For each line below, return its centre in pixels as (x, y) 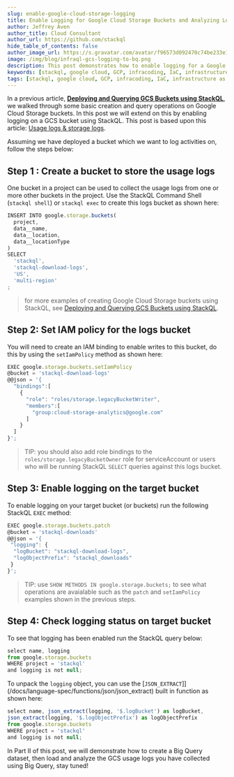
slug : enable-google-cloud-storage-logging (71, 14)
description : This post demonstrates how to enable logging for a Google (117, 66)
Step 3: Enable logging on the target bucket (103, 489)
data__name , (31, 228)
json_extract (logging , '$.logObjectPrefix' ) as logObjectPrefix (102, 718)
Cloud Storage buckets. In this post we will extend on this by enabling (107, 113)
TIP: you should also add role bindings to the (88, 452)
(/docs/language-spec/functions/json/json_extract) (81, 691)
